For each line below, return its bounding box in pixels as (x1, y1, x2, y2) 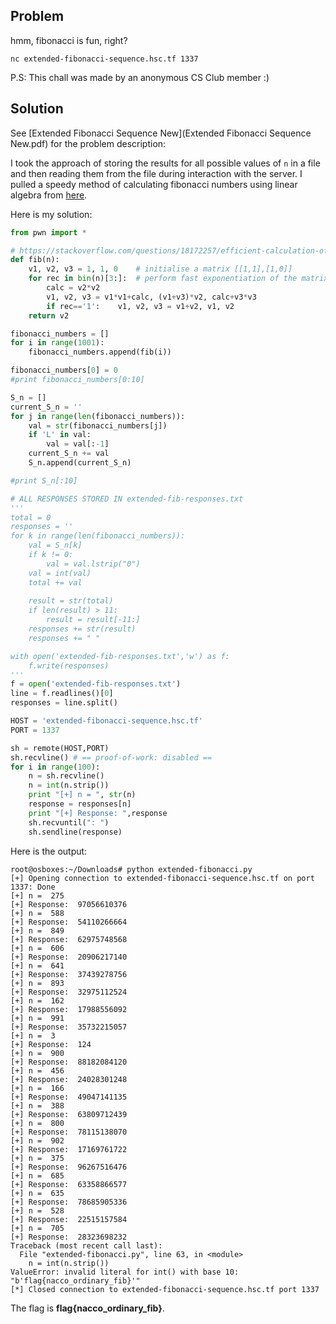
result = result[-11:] (46, 615, 141, 625)
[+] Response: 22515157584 (10, 1214, 128, 1224)
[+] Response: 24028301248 (10, 1074, 128, 1084)
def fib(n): (10, 255, 60, 265)
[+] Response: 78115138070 (10, 1127, 128, 1137)
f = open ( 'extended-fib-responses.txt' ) (10, 679, 182, 689)
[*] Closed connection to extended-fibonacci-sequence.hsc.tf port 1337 (10, 1284, 320, 1294)
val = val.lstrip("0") (46, 559, 141, 569)
